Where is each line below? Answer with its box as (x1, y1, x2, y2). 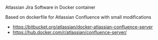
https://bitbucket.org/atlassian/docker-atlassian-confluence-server (12, 24, 153, 30)
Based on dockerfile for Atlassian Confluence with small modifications (5, 14, 151, 20)
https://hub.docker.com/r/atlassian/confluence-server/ (12, 29, 127, 35)
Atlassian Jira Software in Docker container (5, 5, 96, 10)
